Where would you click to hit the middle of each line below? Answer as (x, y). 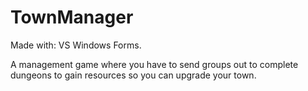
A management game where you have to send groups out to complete (154, 64)
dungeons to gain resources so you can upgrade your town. (133, 75)
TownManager (72, 17)
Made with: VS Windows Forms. (76, 45)
